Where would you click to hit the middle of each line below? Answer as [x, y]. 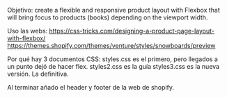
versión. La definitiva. [38, 74]
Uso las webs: [28, 31]
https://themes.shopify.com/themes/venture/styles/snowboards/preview [111, 46]
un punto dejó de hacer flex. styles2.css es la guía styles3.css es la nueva [113, 66]
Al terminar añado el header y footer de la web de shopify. [91, 87]
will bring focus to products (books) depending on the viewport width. [108, 17]
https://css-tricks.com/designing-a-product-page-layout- [132, 31]
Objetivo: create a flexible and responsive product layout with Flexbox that [114, 10]
